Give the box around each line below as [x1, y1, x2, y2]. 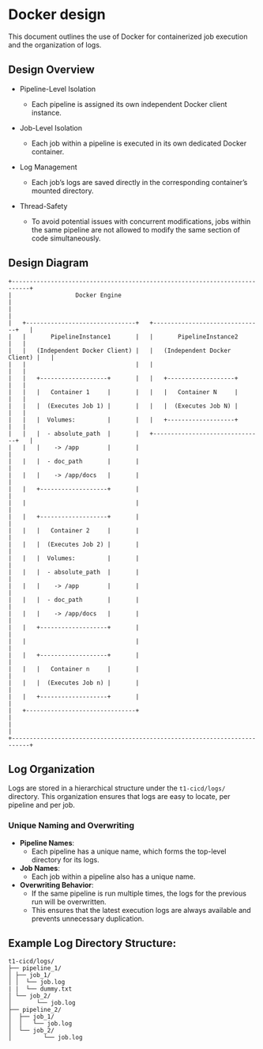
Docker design [8, 6, 106, 24]
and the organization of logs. [8, 40, 102, 49]
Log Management [19, 162, 77, 172]
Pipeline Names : [19, 838, 75, 847]
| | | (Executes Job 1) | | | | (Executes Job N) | [8, 402, 239, 410]
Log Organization [8, 762, 95, 776]
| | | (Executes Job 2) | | [8, 540, 140, 548]
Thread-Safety [19, 201, 68, 210]
